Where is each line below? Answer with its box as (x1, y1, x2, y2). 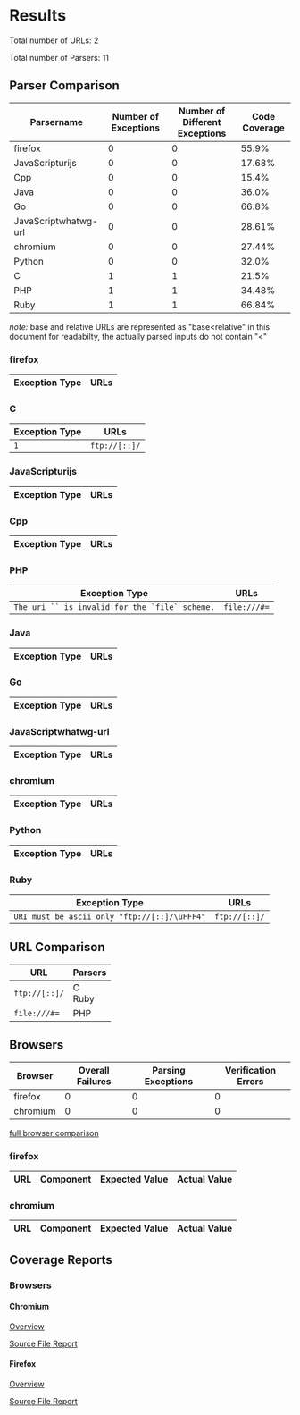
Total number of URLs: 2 (9, 35, 99, 46)
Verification (224, 1064, 277, 1076)
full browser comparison (9, 1127, 100, 1138)
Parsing (152, 1064, 186, 1076)
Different (182, 115, 221, 128)
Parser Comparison (9, 78, 121, 94)
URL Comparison (9, 939, 105, 955)
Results (9, 5, 67, 26)
